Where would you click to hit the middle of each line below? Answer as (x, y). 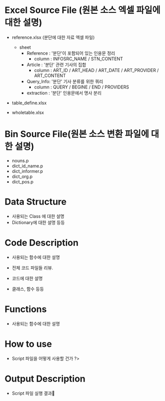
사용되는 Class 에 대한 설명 (38, 216)
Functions (26, 309)
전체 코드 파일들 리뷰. (32, 268)
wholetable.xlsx (28, 112)
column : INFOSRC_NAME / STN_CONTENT (79, 59)
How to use (28, 344)
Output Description (45, 379)
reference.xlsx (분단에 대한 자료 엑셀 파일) (53, 37)
